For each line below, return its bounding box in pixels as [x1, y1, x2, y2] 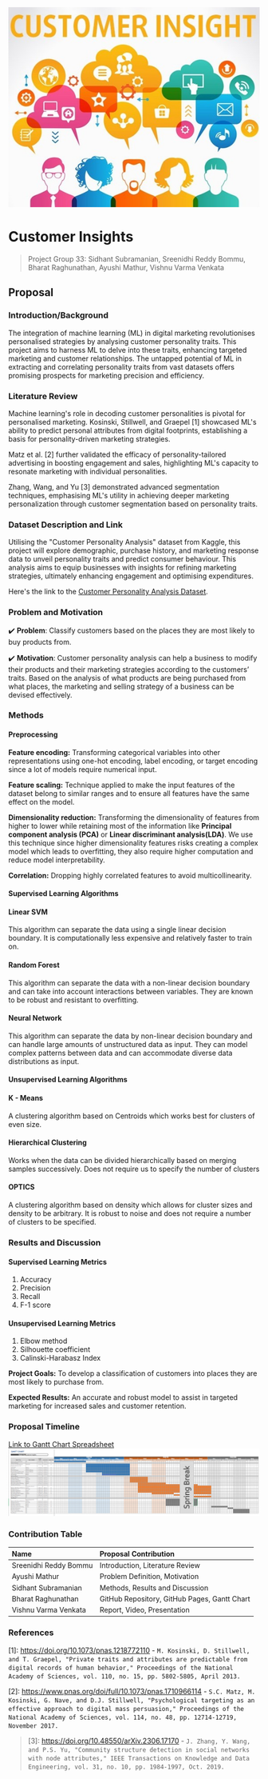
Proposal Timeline [8, 1421, 81, 1433]
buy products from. [8, 637, 72, 646]
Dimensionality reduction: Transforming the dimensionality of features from [8, 812, 260, 822]
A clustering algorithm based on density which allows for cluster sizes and [8, 1200, 253, 1210]
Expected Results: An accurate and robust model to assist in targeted [8, 1393, 238, 1402]
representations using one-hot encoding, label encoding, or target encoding [8, 756, 258, 766]
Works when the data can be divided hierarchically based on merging [8, 1155, 237, 1165]
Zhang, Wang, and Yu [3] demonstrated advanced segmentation [8, 482, 220, 491]
